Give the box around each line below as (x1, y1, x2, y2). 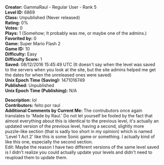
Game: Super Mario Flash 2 (5, 41, 61, 46)
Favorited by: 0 (5, 35, 37, 41)
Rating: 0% (5, 20, 28, 26)
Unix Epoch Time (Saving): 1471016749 (5, 77, 85, 83)
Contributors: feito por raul (5, 103, 60, 108)
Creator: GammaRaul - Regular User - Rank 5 (5, 4, 97, 10)
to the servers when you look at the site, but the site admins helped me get (5, 67, 156, 73)
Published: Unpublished (5, 82, 54, 88)
